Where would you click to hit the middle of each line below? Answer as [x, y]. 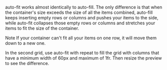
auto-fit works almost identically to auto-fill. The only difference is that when [84, 7]
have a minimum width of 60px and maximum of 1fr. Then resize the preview [83, 58]
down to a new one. [25, 43]
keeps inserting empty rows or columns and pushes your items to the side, [82, 18]
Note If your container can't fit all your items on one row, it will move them [81, 38]
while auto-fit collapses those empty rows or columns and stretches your [80, 23]
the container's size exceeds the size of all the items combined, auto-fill [79, 12]
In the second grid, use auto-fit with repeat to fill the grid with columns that [82, 53]
